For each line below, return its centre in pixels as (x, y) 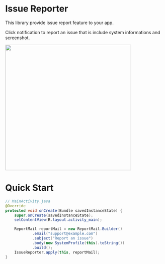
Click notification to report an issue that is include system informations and (83, 32)
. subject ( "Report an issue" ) (63, 238)
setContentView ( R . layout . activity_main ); (58, 220)
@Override (16, 206)
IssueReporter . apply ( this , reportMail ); (57, 252)
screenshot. (18, 38)
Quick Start (29, 188)
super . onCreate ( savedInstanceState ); (54, 215)
